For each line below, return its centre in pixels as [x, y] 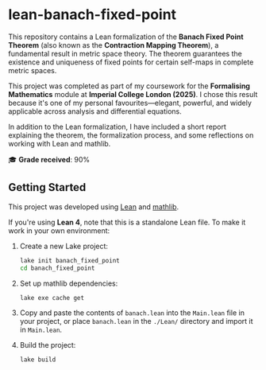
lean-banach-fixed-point [93, 15]
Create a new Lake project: [64, 246]
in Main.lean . [40, 330]
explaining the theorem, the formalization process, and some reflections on [131, 135]
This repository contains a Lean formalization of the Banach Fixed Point [126, 37]
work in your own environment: [59, 230]
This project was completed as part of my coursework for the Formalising [129, 86]
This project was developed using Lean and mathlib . [94, 206]
